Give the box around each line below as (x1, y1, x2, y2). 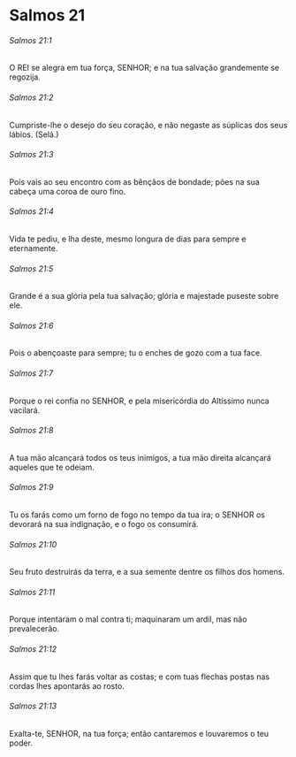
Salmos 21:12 (9, 644, 57, 654)
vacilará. (9, 404, 41, 416)
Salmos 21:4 (9, 206, 55, 217)
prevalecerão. (9, 623, 60, 634)
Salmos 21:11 (9, 586, 56, 597)
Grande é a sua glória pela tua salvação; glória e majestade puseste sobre (9, 291, 279, 302)
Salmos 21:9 (9, 482, 54, 493)
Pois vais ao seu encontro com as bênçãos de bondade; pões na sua (9, 176, 261, 187)
